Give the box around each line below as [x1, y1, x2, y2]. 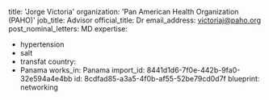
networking [19, 82, 59, 92]
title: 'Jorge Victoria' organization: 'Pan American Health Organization [8, 7, 239, 16]
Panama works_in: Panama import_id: [19, 65, 145, 75]
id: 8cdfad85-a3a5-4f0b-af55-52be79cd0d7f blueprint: [74, 74, 260, 83]
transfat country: [19, 56, 77, 66]
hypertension [19, 40, 65, 49]
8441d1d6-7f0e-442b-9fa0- [146, 65, 241, 75]
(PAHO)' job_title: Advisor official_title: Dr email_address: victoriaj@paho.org [8, 15, 261, 25]
